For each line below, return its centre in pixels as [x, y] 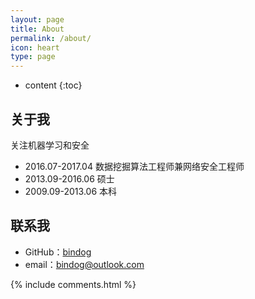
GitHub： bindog [58, 252]
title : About [37, 29]
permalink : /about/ [51, 38]
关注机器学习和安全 [50, 145]
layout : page [37, 19]
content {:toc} [53, 85]
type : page [33, 57]
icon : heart [35, 47]
